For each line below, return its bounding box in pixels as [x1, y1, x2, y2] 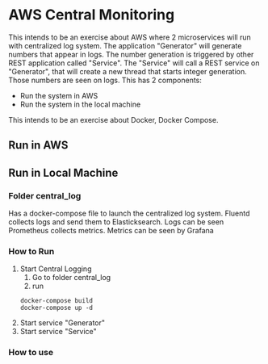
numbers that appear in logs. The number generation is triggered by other [8, 49, 254, 59]
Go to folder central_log [31, 273, 111, 282]
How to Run [8, 245, 55, 257]
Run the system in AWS [19, 90, 98, 100]
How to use [8, 347, 54, 358]
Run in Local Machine [8, 165, 119, 179]
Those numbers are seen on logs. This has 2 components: [8, 75, 202, 85]
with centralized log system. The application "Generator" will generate [8, 40, 242, 50]
